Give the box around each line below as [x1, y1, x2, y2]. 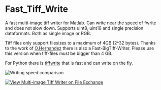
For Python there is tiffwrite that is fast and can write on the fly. [5, 60, 133, 66]
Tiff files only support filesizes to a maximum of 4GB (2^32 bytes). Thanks [5, 40, 156, 45]
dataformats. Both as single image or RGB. [5, 30, 91, 36]
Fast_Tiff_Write [5, 3, 68, 15]
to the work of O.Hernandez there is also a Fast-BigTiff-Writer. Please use [5, 45, 154, 51]
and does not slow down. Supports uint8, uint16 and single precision [5, 25, 144, 31]
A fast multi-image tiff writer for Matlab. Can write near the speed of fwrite [5, 20, 157, 26]
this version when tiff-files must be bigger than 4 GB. [5, 50, 113, 56]
